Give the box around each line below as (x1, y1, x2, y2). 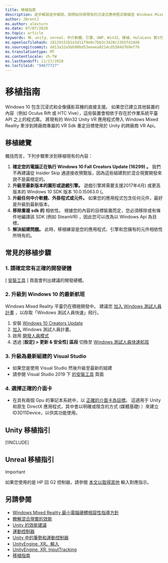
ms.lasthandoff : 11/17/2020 (5, 59, 64, 64)
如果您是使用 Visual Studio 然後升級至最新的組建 (12, 365, 112, 371)
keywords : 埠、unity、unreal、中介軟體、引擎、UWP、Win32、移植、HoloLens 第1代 (5, 36, 163, 41)
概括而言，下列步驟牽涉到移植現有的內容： (5, 153, 93, 159)
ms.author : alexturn (5, 21, 48, 27)
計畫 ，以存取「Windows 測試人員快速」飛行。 (5, 309, 101, 316)
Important (5, 469, 25, 475)
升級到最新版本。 (16, 201, 52, 207)
